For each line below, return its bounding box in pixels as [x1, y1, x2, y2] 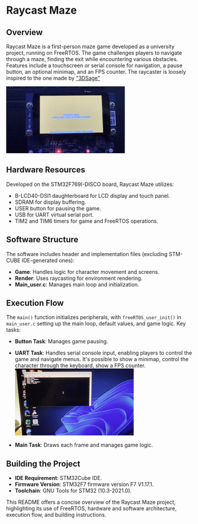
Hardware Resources [6, 165, 86, 175]
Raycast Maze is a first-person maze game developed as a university [6, 43, 175, 50]
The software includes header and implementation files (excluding [6, 250, 168, 257]
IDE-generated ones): [21, 257, 75, 264]
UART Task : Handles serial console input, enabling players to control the [14, 349, 193, 356]
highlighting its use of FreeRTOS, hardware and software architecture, [6, 505, 177, 512]
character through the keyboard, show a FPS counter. [14, 362, 146, 369]
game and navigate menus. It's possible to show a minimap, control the [14, 356, 189, 363]
